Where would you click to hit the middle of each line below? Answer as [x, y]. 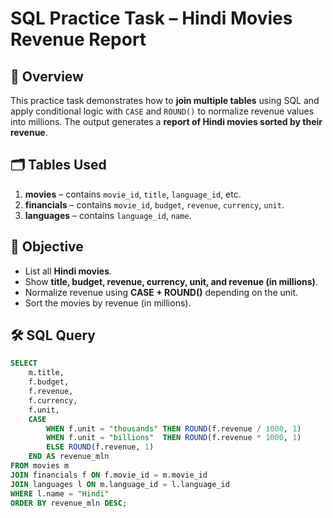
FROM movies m [40, 466]
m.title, [46, 373]
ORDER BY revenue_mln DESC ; [69, 503]
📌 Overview [47, 76]
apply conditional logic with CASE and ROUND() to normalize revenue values [162, 111]
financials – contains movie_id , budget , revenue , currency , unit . [154, 204]
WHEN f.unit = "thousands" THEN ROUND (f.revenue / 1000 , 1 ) [174, 428]
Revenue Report [78, 39]
